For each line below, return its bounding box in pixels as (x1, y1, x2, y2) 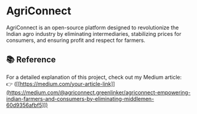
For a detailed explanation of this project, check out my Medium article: (6, 73, 182, 81)
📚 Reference (6, 55, 56, 65)
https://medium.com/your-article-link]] (20, 80, 116, 87)
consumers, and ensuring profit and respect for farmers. (6, 36, 146, 44)
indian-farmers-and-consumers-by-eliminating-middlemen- (6, 95, 154, 102)
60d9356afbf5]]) (6, 101, 48, 109)
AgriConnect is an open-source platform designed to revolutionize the (6, 24, 179, 31)
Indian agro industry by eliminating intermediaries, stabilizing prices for (6, 30, 181, 37)
